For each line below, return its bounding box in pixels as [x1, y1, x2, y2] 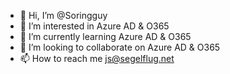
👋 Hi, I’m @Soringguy [19, 10, 108, 21]
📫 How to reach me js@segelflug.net [19, 53, 175, 64]
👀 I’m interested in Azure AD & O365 [19, 20, 170, 32]
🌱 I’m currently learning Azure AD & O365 [19, 31, 192, 42]
